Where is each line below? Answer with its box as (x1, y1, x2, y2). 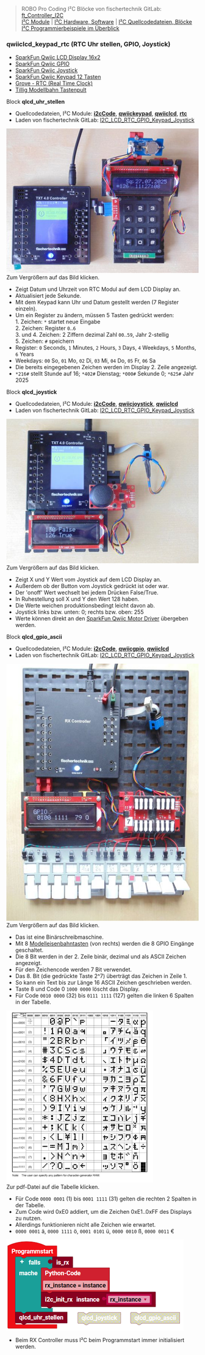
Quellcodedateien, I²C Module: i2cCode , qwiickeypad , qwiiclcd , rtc (15, 110, 187, 117)
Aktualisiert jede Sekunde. (15, 292, 81, 299)
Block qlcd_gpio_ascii (6, 633, 62, 641)
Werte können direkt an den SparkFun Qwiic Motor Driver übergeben (15, 615, 189, 622)
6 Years (15, 351, 35, 358)
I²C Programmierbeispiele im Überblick (21, 24, 120, 32)
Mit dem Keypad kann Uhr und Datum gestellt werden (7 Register (15, 299, 179, 306)
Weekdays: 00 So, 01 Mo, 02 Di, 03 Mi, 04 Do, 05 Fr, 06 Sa (15, 357, 156, 364)
